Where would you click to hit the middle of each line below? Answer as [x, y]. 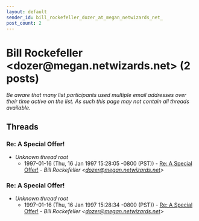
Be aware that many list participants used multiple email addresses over [96, 95]
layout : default [27, 12]
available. [19, 108]
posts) [23, 78]
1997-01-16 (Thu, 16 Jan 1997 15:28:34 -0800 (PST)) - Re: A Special [108, 205]
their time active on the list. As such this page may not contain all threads [98, 101]
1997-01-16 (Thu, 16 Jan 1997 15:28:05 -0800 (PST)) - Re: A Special [108, 163]
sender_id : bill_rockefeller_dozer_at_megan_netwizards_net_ [85, 17]
